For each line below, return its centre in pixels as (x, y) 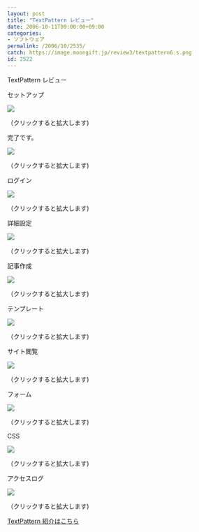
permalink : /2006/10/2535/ (46, 46)
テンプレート (25, 309)
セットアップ (25, 94)
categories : (24, 33)
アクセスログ (25, 478)
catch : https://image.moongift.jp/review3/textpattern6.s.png (99, 53)
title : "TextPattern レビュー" (51, 20)
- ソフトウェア (26, 40)
